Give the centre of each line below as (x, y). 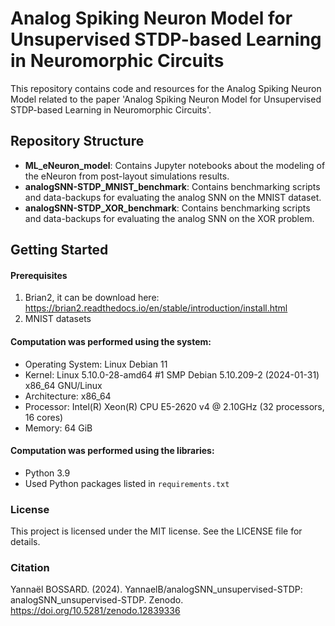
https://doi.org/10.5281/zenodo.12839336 (95, 611)
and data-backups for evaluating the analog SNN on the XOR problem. (169, 218)
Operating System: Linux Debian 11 (96, 364)
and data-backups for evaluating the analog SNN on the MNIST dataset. (173, 197)
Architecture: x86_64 (68, 396)
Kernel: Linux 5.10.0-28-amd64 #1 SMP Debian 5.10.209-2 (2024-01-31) (172, 374)
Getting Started (59, 250)
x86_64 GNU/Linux (63, 385)
